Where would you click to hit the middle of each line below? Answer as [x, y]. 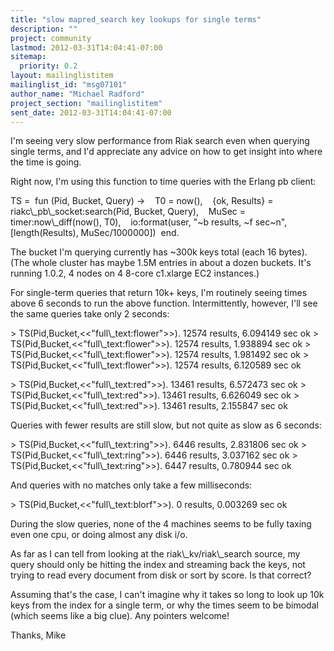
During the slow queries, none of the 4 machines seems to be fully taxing [161, 524]
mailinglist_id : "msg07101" [69, 85]
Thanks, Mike [38, 635]
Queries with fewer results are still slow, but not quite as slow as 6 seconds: [166, 425]
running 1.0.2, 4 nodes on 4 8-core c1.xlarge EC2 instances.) [135, 273]
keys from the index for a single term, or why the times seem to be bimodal [164, 605]
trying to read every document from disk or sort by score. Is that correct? [161, 575]
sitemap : [28, 57]
